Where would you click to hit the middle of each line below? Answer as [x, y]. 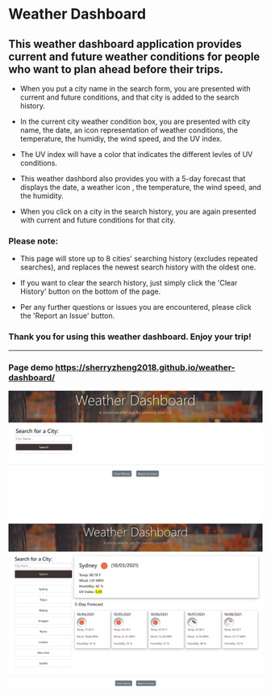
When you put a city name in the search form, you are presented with [135, 89]
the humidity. [42, 196]
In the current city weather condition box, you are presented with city [135, 121]
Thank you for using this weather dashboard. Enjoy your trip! [130, 337]
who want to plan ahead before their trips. [116, 69]
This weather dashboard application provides [125, 44]
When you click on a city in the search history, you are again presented [138, 212]
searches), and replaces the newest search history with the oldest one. [138, 267]
